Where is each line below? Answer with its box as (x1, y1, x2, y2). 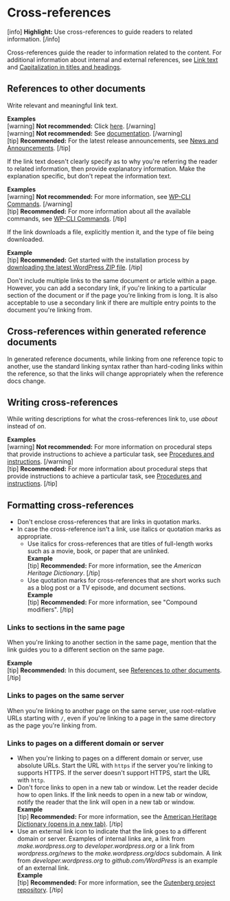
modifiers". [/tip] (27, 605, 74, 614)
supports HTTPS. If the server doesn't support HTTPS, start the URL (16, 769, 211, 777)
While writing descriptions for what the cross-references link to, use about (7, 415, 218, 423)
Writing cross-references (7, 396, 118, 408)
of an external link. (16, 864, 70, 872)
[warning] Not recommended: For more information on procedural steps (7, 443, 213, 451)
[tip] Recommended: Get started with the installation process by (7, 256, 190, 264)
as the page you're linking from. (7, 721, 97, 729)
